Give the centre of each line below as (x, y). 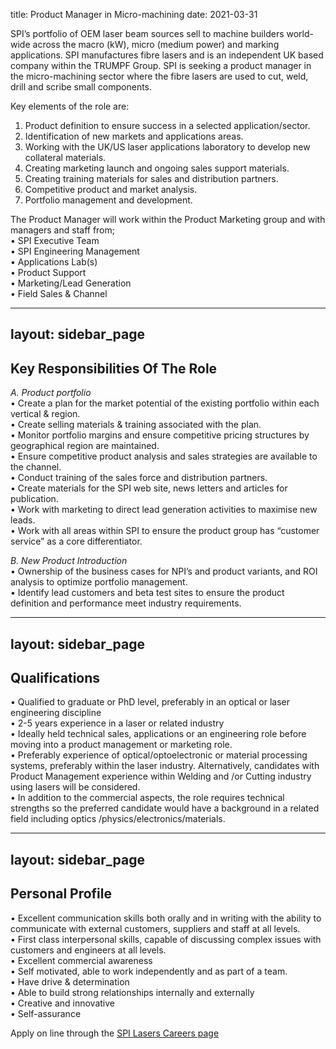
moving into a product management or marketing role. (121, 745)
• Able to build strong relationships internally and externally (132, 992)
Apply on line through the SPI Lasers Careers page (115, 1033)
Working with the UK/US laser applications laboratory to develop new (167, 147)
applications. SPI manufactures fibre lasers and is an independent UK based (167, 55)
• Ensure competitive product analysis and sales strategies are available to (164, 456)
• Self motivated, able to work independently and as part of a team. (149, 971)
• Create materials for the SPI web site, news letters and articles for (149, 488)
